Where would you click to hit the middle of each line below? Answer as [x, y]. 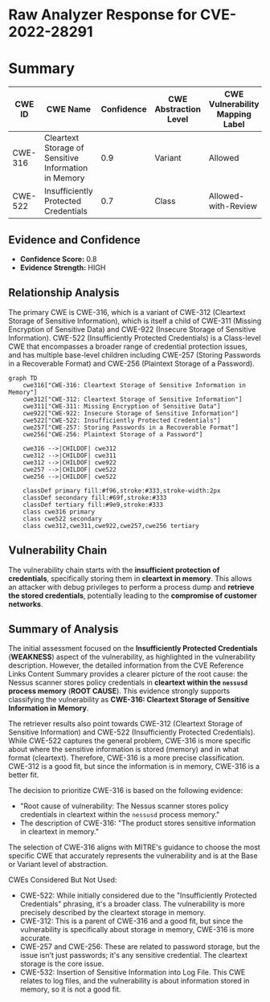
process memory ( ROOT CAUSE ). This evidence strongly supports [119, 691]
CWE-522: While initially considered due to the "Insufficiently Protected [138, 896]
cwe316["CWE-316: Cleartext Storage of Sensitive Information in [135, 385]
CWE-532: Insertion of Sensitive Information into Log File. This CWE [133, 972]
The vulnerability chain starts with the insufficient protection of [114, 570]
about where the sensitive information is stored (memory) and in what [124, 750]
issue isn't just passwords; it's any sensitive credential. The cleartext [133, 955]
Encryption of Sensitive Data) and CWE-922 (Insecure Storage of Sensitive [132, 329]
